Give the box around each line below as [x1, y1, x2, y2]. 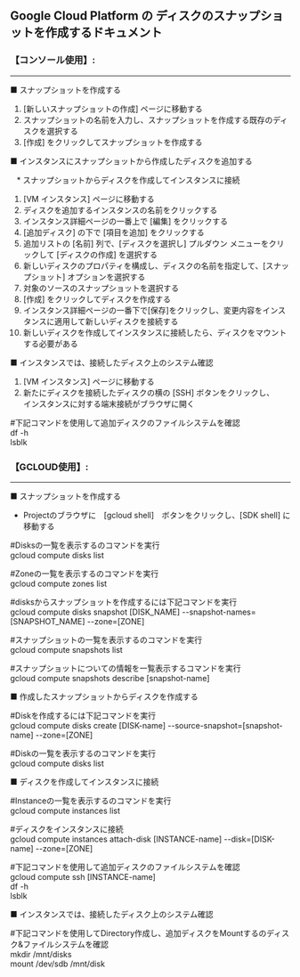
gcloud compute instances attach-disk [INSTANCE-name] [10, 834, 223, 844]
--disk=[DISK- [223, 834, 275, 844]
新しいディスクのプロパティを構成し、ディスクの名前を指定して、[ [22, 260, 266, 271]
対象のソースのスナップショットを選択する [22, 282, 180, 293]
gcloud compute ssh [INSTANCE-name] [10, 871, 157, 882]
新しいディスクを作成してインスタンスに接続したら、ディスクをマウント [22, 327, 288, 338]
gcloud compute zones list [10, 578, 108, 589]
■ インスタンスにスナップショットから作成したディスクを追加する [10, 155, 253, 167]
